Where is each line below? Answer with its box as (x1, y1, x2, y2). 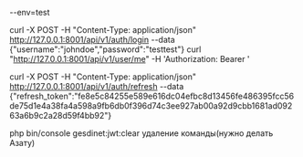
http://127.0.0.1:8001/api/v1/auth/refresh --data (9, 81, 184, 91)
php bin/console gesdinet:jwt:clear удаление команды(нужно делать (9, 128, 274, 139)
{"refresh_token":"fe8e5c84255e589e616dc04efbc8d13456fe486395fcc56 (9, 90, 295, 101)
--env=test (9, 7, 50, 17)
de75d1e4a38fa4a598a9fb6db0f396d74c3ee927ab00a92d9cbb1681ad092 (9, 100, 293, 111)
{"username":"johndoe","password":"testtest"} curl (9, 44, 202, 55)
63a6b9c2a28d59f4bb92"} (9, 110, 112, 120)
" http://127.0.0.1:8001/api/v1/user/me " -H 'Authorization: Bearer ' (9, 54, 250, 64)
